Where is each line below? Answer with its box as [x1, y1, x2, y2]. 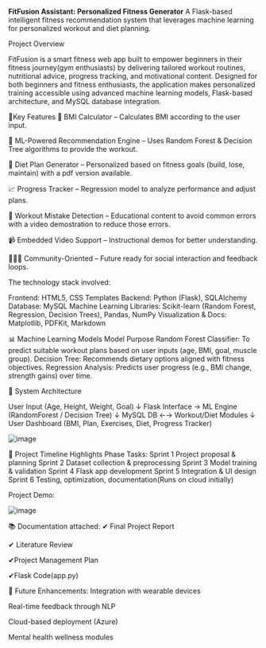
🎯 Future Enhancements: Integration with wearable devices [8, 586, 201, 596]
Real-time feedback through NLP [8, 602, 116, 611]
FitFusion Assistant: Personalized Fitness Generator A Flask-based [8, 7, 233, 16]
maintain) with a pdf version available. [8, 169, 133, 177]
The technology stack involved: [8, 277, 111, 287]
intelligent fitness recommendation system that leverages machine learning [8, 15, 254, 25]
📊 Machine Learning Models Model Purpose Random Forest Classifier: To [8, 334, 250, 343]
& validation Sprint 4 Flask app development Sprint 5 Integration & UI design [8, 467, 256, 475]
